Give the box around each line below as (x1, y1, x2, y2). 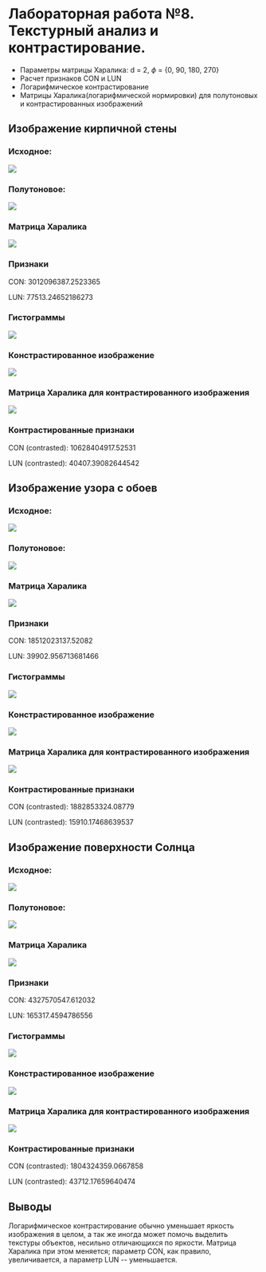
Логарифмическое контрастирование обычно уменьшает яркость (8, 1221, 235, 1231)
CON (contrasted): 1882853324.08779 (8, 802, 135, 812)
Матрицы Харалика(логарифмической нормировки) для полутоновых (19, 90, 258, 100)
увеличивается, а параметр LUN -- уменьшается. (8, 1255, 178, 1265)
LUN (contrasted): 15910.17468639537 (8, 817, 134, 827)
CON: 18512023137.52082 (8, 636, 93, 646)
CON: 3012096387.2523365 (8, 277, 101, 286)
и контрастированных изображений (19, 99, 143, 108)
